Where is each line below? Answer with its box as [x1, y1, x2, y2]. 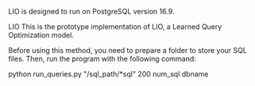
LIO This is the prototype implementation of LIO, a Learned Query [8, 22, 222, 31]
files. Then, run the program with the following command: [8, 54, 196, 63]
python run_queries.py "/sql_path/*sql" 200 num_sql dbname [8, 69, 209, 78]
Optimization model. [8, 31, 74, 39]
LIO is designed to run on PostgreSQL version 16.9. [8, 7, 175, 16]
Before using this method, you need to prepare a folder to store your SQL [8, 46, 248, 54]
